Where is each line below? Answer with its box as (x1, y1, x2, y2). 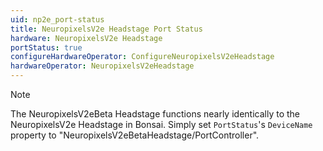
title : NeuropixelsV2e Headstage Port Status (10, 24, 203, 34)
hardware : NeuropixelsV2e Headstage (10, 33, 163, 43)
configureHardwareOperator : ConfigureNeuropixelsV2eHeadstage (10, 52, 275, 62)
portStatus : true (10, 42, 83, 53)
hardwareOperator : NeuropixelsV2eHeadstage (10, 61, 195, 71)
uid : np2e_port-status (10, 14, 105, 25)
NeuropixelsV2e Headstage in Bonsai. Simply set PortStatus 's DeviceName (10, 119, 313, 130)
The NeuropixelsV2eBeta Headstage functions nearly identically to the (10, 108, 300, 120)
